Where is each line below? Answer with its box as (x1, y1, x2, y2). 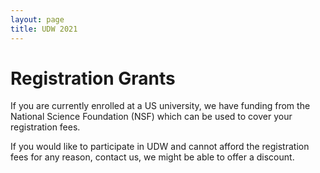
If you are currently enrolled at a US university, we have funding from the (10, 100, 311, 112)
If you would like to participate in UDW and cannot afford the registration (10, 141, 310, 153)
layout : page (10, 14, 65, 25)
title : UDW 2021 (10, 24, 78, 34)
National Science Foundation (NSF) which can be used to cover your (10, 111, 293, 123)
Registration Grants (10, 67, 176, 90)
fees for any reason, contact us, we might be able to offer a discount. (10, 151, 295, 163)
